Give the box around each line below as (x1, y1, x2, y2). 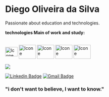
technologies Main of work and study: (5, 29, 85, 35)
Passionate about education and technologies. (5, 20, 100, 26)
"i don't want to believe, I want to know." (5, 86, 105, 93)
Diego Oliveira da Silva (5, 3, 100, 15)
